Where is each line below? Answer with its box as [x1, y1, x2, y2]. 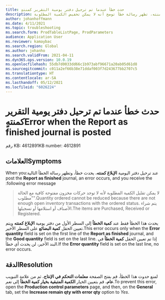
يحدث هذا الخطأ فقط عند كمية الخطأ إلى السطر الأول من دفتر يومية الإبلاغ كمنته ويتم [5, 220, 159, 226]
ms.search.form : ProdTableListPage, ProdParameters [5, 30, 113, 35]
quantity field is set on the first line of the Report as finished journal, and [5, 231, 154, 237]
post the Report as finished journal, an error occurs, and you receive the [5, 175, 153, 181]
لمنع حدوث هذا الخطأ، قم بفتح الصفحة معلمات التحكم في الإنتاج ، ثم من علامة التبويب [5, 274, 158, 279]
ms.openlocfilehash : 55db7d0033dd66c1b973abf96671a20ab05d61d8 [5, 62, 138, 67]
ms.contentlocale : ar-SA [5, 75, 56, 80]
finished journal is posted [5, 126, 112, 138]
